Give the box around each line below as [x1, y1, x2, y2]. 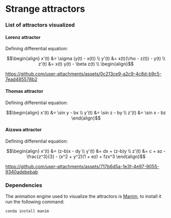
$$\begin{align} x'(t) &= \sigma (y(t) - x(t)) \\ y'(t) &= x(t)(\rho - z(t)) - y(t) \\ [7, 55, 165, 62]
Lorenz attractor [5, 34, 41, 40]
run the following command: [5, 199, 65, 205]
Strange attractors [5, 3, 85, 15]
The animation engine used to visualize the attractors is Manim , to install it [5, 193, 162, 200]
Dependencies [5, 182, 42, 189]
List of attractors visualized [5, 22, 75, 29]
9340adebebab [5, 169, 38, 175]
